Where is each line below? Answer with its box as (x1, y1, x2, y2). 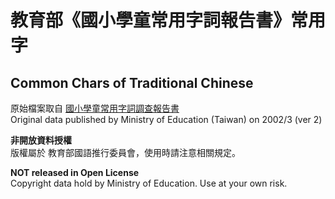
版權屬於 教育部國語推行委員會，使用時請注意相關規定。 (10, 147, 241, 158)
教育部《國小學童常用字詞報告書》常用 (10, 9, 327, 32)
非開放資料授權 (10, 134, 72, 146)
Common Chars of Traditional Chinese (10, 74, 254, 91)
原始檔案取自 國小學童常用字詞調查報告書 (10, 102, 180, 114)
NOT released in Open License (10, 167, 140, 178)
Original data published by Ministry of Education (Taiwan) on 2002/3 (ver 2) (10, 114, 323, 125)
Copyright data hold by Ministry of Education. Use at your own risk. (10, 177, 288, 189)
